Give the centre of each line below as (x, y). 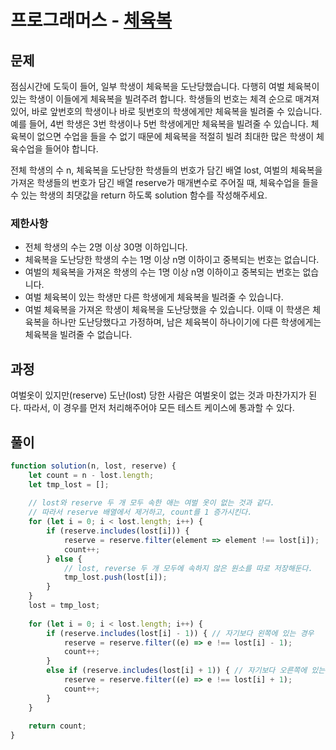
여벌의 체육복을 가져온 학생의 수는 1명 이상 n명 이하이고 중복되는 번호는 (162, 272)
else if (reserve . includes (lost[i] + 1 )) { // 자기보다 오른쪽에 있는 (186, 671)
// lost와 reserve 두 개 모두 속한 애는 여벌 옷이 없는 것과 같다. (151, 503)
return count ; (57, 726)
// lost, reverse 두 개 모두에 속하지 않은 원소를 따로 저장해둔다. (188, 568)
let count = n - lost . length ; (91, 475)
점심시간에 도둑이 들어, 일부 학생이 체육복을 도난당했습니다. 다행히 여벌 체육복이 (165, 86)
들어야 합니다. (71, 149)
